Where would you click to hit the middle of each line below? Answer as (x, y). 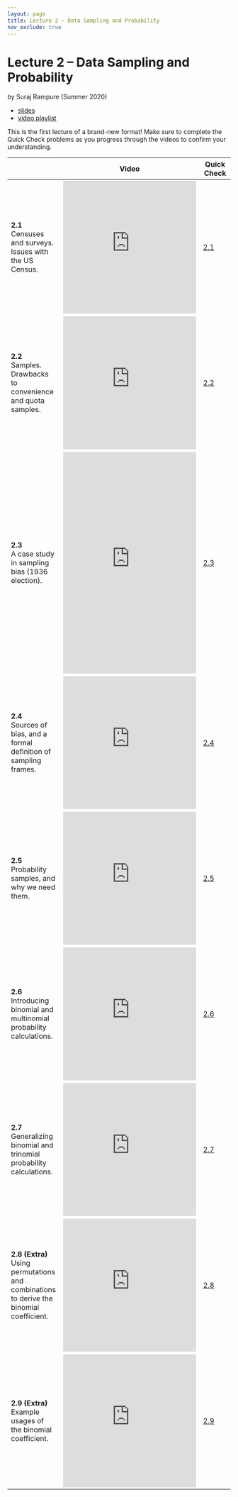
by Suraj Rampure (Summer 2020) (57, 97)
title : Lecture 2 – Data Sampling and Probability (84, 21)
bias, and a (29, 734)
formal (22, 743)
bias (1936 (29, 572)
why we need (33, 887)
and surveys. (33, 243)
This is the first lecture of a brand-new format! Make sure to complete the (115, 132)
